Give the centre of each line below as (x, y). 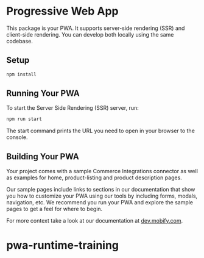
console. (17, 137)
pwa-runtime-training (63, 245)
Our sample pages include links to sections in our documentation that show (101, 190)
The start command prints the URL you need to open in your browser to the (100, 131)
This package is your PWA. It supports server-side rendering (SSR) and (96, 28)
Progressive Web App (62, 11)
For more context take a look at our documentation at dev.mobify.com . (95, 221)
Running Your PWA (43, 94)
